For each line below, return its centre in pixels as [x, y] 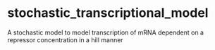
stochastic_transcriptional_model [108, 13]
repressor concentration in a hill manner [65, 39]
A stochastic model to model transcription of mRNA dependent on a [106, 32]
